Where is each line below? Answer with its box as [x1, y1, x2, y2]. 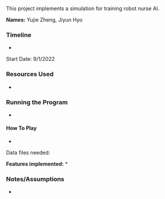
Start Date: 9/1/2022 [6, 56, 55, 63]
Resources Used [6, 70, 54, 78]
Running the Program [6, 98, 68, 106]
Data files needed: [6, 149, 50, 156]
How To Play [6, 125, 37, 132]
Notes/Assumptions [6, 175, 64, 183]
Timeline [6, 30, 32, 39]
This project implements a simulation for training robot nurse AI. [6, 5, 160, 12]
